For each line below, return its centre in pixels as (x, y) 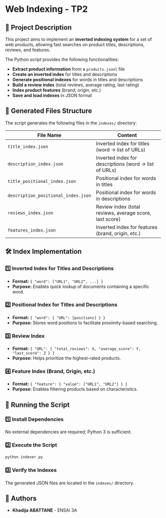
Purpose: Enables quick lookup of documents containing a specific (81, 287)
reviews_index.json (30, 213)
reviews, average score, (124, 213)
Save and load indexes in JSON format (52, 95)
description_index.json (36, 164)
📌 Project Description (39, 28)
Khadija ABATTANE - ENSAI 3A (45, 510)
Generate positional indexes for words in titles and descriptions (78, 80)
